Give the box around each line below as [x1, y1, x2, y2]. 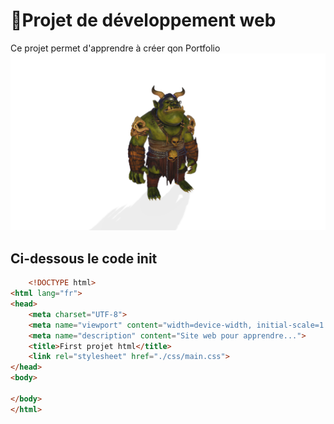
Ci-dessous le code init [10, 250, 158, 267]
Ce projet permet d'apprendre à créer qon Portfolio [10, 42, 221, 54]
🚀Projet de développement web [10, 9, 277, 32]
